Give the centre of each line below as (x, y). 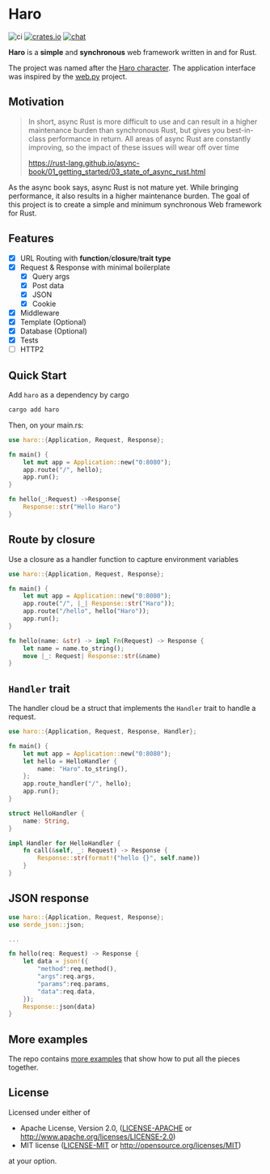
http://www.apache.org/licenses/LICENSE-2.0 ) (98, 1136)
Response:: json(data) (59, 1006)
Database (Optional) (53, 331)
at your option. (33, 1161)
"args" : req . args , (66, 976)
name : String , (46, 821)
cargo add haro (34, 410)
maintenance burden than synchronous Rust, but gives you (126, 130)
